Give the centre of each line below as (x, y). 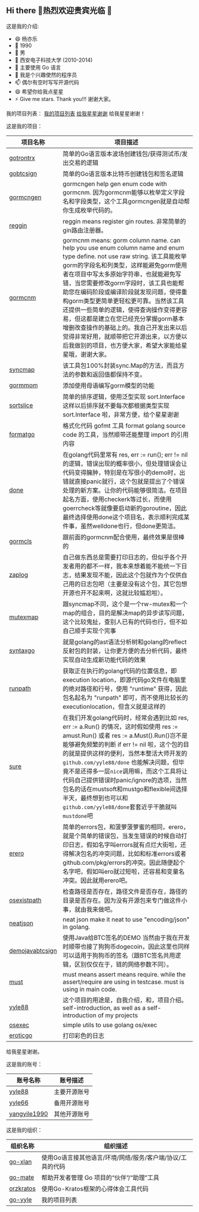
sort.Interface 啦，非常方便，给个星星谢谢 (121, 414)
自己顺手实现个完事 (89, 631)
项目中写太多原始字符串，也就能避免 (125, 274)
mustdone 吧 (78, 816)
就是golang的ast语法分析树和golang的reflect (125, 642)
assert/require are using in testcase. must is (123, 981)
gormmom (24, 385)
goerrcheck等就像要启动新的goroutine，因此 (125, 508)
